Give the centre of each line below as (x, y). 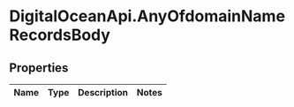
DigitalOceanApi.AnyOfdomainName (147, 16)
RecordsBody (60, 35)
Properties (39, 68)
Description (103, 92)
